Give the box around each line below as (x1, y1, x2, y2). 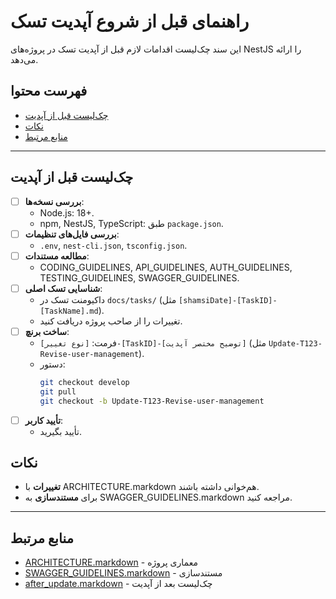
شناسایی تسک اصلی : (24, 282, 103, 294)
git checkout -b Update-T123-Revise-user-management (39, 396, 265, 406)
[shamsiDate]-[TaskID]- (178, 295, 278, 305)
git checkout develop (39, 377, 130, 387)
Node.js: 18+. (39, 206, 95, 219)
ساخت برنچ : (24, 325, 70, 337)
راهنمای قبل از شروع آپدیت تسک (10, 10, 250, 33)
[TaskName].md (39, 306, 99, 316)
